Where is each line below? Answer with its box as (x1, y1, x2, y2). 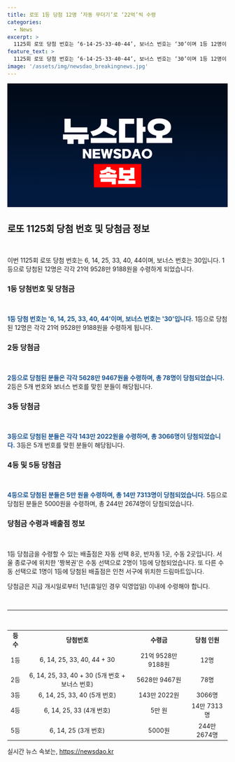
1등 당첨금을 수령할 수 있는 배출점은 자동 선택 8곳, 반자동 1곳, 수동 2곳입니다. (7, 549, 215, 558)
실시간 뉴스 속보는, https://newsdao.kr (7, 747, 114, 756)
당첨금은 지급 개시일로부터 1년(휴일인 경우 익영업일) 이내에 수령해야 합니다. (7, 582, 211, 590)
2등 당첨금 (7, 343, 41, 352)
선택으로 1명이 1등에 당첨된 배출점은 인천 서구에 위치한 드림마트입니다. (14, 567, 205, 575)
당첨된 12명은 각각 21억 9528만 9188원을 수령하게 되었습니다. (25, 265, 194, 273)
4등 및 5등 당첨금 (7, 460, 62, 470)
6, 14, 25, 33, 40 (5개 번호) (38, 691, 117, 699)
